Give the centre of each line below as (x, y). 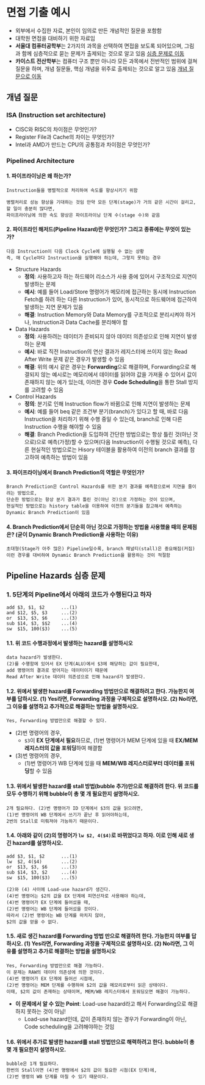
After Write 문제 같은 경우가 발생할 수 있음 (74, 359)
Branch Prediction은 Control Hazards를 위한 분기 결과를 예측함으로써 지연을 (96, 487)
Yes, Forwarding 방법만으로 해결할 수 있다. (57, 721)
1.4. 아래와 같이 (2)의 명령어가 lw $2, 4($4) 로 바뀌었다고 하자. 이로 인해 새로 (97, 836)
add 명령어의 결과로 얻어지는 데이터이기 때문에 (57, 671)
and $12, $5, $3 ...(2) (42, 613)
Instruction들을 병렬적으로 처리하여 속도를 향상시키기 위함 (72, 190)
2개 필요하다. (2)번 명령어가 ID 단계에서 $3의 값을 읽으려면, (75, 808)
